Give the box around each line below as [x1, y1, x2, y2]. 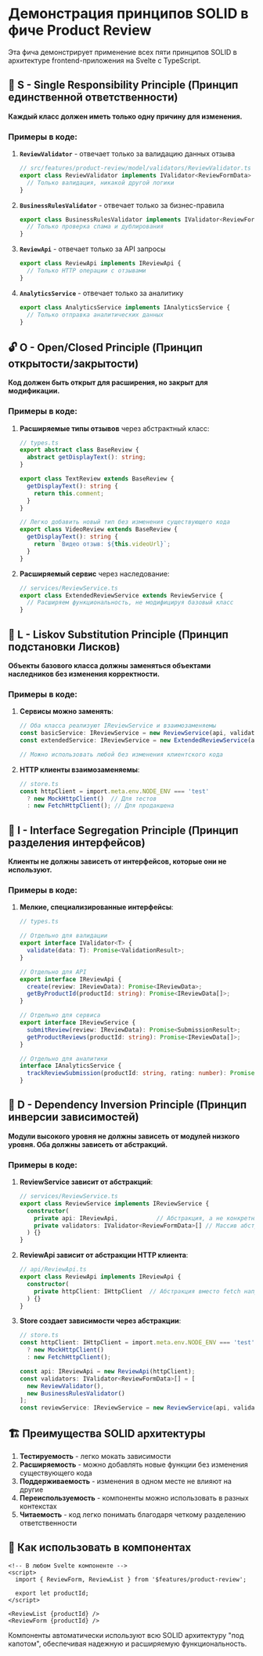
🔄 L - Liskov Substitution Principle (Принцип [8, 627, 229, 641]
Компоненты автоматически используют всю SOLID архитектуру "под [8, 1630, 244, 1640]
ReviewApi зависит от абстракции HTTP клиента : [19, 1250, 189, 1260]
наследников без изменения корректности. [8, 669, 160, 678]
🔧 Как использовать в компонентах [8, 1541, 192, 1555]
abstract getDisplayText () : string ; [27, 453, 146, 462]
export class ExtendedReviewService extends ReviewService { [19, 591, 224, 599]
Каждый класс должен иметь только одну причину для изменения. [8, 111, 243, 121]
